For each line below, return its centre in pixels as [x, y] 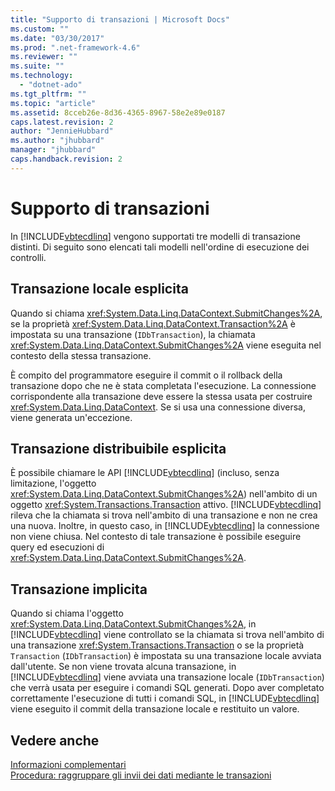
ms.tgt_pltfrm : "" [48, 94]
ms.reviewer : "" [44, 57]
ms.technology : [42, 76]
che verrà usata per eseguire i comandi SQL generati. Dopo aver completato [167, 688]
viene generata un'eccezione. [71, 417]
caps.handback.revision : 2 [66, 159]
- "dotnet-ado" [51, 85]
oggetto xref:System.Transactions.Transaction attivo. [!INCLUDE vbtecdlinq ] [166, 505]
